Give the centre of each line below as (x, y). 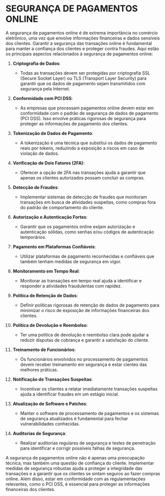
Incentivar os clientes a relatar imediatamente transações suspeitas (89, 389)
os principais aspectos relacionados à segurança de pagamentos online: (79, 54)
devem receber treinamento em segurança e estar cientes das (83, 364)
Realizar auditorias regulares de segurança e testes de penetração (88, 443)
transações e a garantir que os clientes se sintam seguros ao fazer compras (83, 473)
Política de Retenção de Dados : (45, 295)
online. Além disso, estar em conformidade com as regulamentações (76, 479)
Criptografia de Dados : (37, 63)
